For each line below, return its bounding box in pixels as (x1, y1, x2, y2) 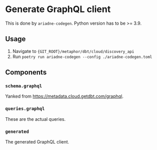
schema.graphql (5, 83, 43, 89)
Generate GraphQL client (5, 4, 111, 15)
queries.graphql (5, 106, 45, 112)
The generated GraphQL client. (5, 139, 69, 145)
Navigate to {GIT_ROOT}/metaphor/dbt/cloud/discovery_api (12, 48, 134, 54)
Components (5, 68, 47, 77)
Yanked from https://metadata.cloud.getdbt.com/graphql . (5, 93, 124, 99)
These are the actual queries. (5, 116, 66, 122)
